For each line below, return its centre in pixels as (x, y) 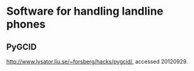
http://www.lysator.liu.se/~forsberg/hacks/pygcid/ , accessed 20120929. (97, 62)
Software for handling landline (85, 11)
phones (26, 24)
